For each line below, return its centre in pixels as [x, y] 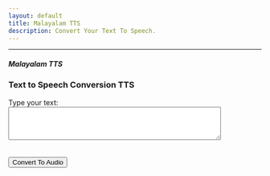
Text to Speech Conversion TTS [72, 85]
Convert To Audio [38, 162]
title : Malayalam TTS [45, 23]
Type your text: [33, 102]
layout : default [35, 16]
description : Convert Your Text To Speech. [82, 31]
